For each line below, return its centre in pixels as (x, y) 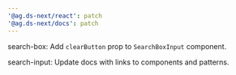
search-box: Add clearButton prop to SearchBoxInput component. (117, 46)
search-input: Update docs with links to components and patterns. (118, 62)
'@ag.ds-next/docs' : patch (53, 23)
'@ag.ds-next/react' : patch (55, 16)
